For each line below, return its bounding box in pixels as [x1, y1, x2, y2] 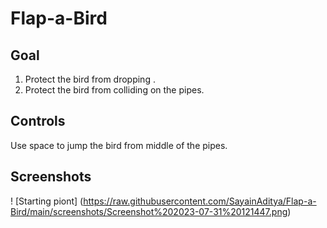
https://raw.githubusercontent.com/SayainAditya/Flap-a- [83, 195, 317, 207]
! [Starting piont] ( [10, 195, 84, 207]
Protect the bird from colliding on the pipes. [24, 84, 205, 96]
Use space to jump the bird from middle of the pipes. [10, 139, 228, 151]
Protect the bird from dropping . [24, 73, 156, 85]
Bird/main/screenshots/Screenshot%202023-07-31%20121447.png [10, 205, 288, 217]
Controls [10, 113, 66, 130]
